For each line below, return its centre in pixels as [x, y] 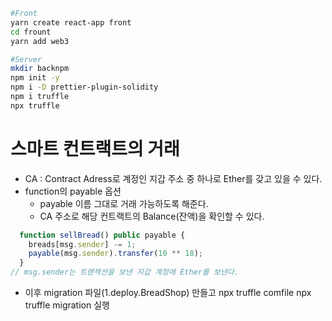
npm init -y [35, 78]
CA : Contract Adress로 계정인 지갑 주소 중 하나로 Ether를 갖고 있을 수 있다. [173, 178]
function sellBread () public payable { [102, 235]
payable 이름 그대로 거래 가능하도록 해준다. [124, 203]
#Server [26, 59]
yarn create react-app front [71, 22]
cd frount [31, 32]
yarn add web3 [40, 41]
